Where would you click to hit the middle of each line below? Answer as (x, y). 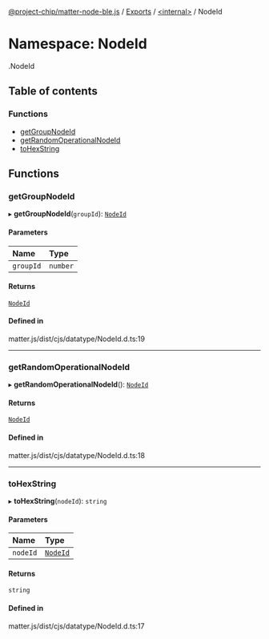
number (62, 266)
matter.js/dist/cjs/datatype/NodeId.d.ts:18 (77, 455)
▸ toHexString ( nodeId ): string (58, 500)
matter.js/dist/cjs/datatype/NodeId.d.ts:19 (77, 339)
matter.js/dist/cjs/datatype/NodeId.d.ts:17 (76, 626)
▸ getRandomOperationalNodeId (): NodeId (78, 384)
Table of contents (53, 91)
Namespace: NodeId (78, 44)
